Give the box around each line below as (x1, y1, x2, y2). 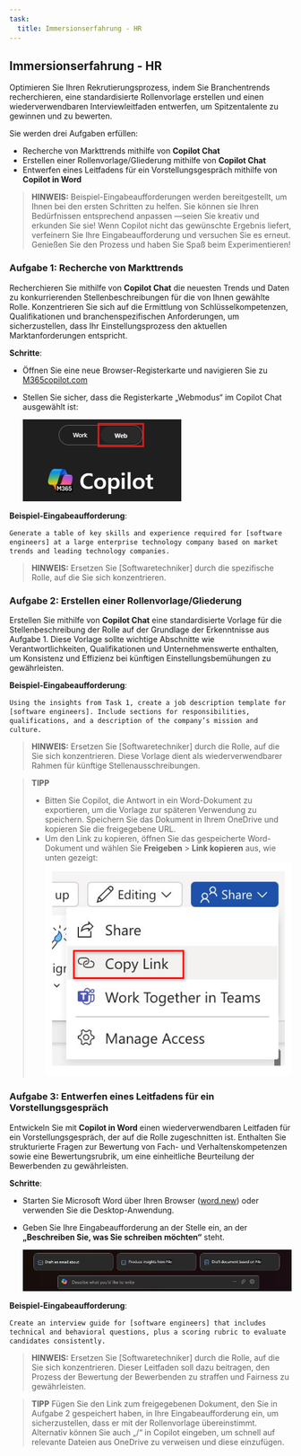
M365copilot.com (21, 374, 88, 385)
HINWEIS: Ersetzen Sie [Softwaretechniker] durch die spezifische (30, 562, 275, 573)
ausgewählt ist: (21, 401, 79, 412)
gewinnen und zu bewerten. (9, 110, 113, 121)
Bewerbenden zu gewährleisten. (9, 1160, 129, 1171)
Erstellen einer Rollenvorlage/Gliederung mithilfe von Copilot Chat (21, 155, 267, 166)
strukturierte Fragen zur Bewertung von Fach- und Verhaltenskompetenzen (9, 1141, 288, 1152)
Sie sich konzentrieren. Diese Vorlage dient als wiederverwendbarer (30, 750, 283, 761)
